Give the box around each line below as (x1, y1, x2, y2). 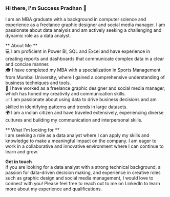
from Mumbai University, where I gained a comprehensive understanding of (5, 74, 165, 81)
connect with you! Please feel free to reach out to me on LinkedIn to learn (5, 181, 160, 187)
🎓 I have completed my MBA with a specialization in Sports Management (5, 67, 161, 73)
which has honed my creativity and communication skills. (5, 91, 126, 97)
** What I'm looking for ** (5, 127, 60, 133)
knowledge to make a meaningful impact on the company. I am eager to (5, 138, 157, 144)
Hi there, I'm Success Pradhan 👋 (5, 5, 87, 12)
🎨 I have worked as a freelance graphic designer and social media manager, (5, 85, 165, 91)
